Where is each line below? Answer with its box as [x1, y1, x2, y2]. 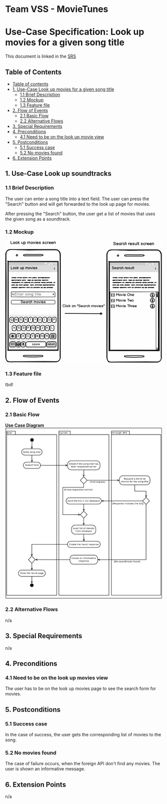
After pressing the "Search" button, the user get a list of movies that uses [5, 211, 156, 217]
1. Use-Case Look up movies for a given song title [12, 86, 114, 92]
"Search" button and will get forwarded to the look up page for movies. [5, 201, 151, 207]
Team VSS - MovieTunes [5, 3, 108, 15]
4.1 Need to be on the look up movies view [5, 674, 108, 681]
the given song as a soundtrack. [5, 216, 71, 222]
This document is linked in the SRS [5, 53, 76, 59]
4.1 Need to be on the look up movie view [19, 133, 104, 140]
